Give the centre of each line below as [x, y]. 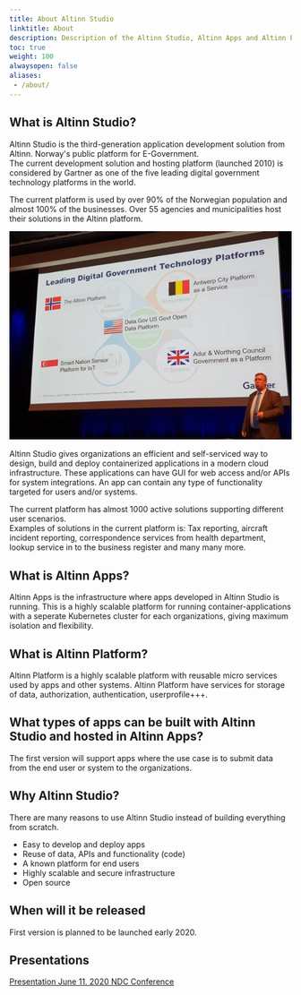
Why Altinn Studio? [64, 796]
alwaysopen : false [43, 66]
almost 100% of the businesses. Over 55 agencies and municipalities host [146, 209]
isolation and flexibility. [52, 626]
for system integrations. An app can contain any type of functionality [136, 483]
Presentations [49, 960]
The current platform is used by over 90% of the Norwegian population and [149, 199]
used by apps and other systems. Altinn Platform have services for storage [147, 685]
